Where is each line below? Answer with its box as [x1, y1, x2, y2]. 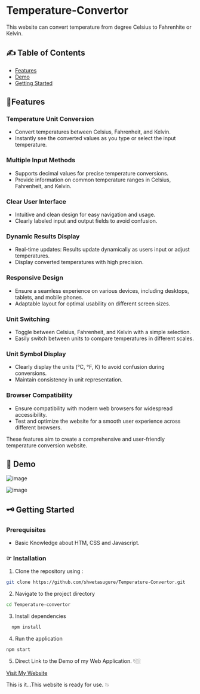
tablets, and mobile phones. [14, 293, 84, 301]
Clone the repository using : [14, 568, 84, 575]
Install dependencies [14, 613, 67, 620]
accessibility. [14, 411, 47, 418]
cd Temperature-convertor [6, 602, 70, 608]
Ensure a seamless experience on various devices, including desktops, [14, 287, 189, 294]
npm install [11, 624, 42, 631]
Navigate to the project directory [14, 590, 96, 598]
